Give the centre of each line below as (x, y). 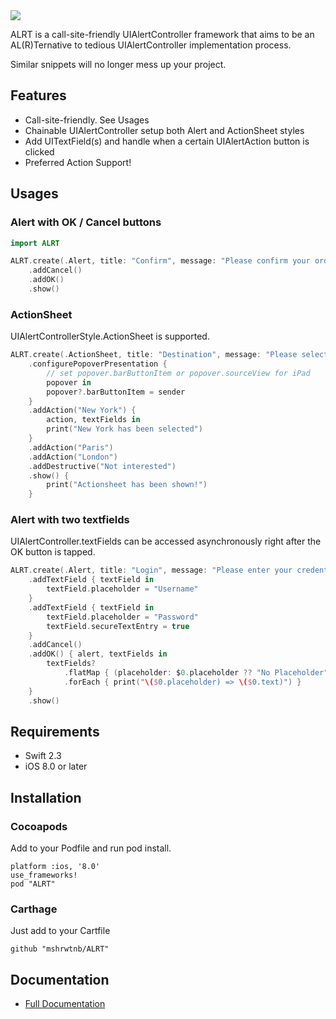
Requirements (55, 731)
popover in (69, 382)
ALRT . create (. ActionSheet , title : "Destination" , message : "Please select (169, 355)
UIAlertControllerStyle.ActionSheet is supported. (110, 336)
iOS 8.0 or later (56, 766)
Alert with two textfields (70, 520)
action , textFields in (93, 420)
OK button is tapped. (53, 552)
